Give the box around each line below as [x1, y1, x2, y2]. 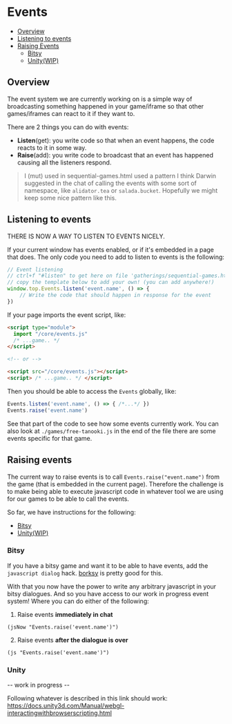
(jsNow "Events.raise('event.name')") [7, 623, 119, 631]
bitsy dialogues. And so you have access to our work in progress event [7, 589, 209, 598]
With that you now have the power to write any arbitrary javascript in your [7, 582, 216, 591]
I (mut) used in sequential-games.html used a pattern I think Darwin [23, 171, 216, 180]
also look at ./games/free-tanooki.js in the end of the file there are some [7, 426, 216, 435]
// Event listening [7, 266, 64, 273]
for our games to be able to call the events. [7, 495, 130, 503]
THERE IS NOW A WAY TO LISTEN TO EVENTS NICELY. [7, 232, 166, 240]
